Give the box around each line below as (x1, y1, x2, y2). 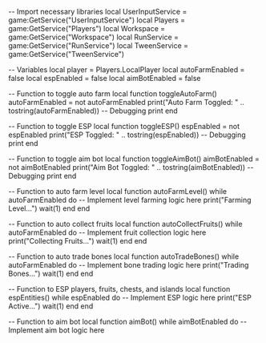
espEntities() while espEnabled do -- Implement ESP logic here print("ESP (8, 293, 252, 302)
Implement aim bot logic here (8, 325, 105, 335)
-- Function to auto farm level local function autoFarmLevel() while (8, 187, 228, 196)
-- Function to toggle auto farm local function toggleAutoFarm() (8, 89, 218, 99)
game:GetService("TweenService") (8, 50, 125, 59)
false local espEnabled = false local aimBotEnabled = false (8, 74, 201, 83)
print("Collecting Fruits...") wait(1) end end (8, 236, 147, 245)
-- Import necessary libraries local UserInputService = (8, 7, 187, 16)
